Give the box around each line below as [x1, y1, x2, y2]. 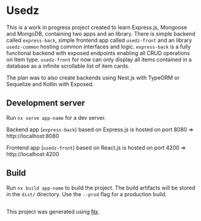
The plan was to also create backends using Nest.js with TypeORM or [6, 74, 180, 81]
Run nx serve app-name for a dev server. [6, 114, 106, 121]
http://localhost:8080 [6, 132, 59, 139]
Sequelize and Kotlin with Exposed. [6, 80, 94, 88]
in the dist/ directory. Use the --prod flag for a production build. [6, 190, 167, 197]
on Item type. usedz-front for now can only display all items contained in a [6, 56, 192, 63]
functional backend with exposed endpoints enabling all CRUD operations [6, 49, 191, 56]
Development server [6, 98, 85, 108]
